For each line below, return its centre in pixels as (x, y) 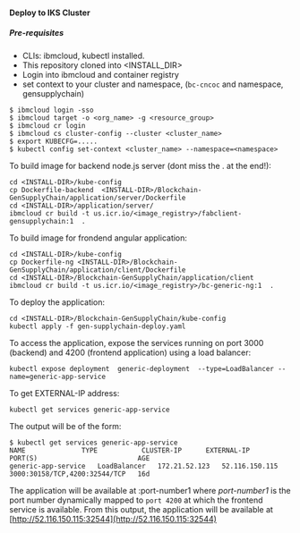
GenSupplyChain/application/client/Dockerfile (98, 270)
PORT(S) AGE (80, 458)
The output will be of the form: (65, 426)
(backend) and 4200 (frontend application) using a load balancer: (130, 352)
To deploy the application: (57, 302)
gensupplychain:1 (42, 221)
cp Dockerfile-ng (42, 262)
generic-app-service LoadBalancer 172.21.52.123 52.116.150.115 (144, 466)
